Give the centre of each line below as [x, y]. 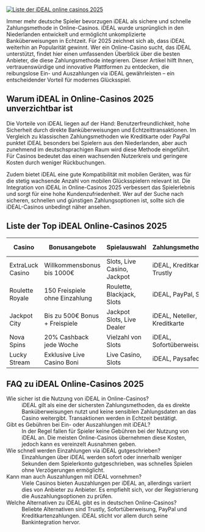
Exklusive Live [65, 354]
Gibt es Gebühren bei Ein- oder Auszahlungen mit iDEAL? [78, 425]
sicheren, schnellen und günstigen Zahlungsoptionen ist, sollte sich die [95, 200]
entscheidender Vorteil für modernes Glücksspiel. [69, 80]
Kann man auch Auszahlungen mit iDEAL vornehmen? [74, 477]
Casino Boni [62, 362]
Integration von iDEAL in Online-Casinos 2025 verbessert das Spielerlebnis [101, 187]
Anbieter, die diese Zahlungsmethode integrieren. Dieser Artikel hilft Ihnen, [100, 60]
